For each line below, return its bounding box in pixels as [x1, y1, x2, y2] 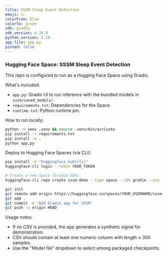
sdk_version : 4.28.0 [5, 30, 48, 35]
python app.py [5, 141, 35, 146]
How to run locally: [5, 117, 44, 123]
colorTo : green [5, 21, 37, 26]
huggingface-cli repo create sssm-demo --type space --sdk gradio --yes [5, 178, 160, 183]
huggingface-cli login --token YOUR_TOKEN [5, 164, 95, 169]
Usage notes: [5, 214, 33, 220]
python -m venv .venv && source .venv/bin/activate [5, 127, 115, 132]
